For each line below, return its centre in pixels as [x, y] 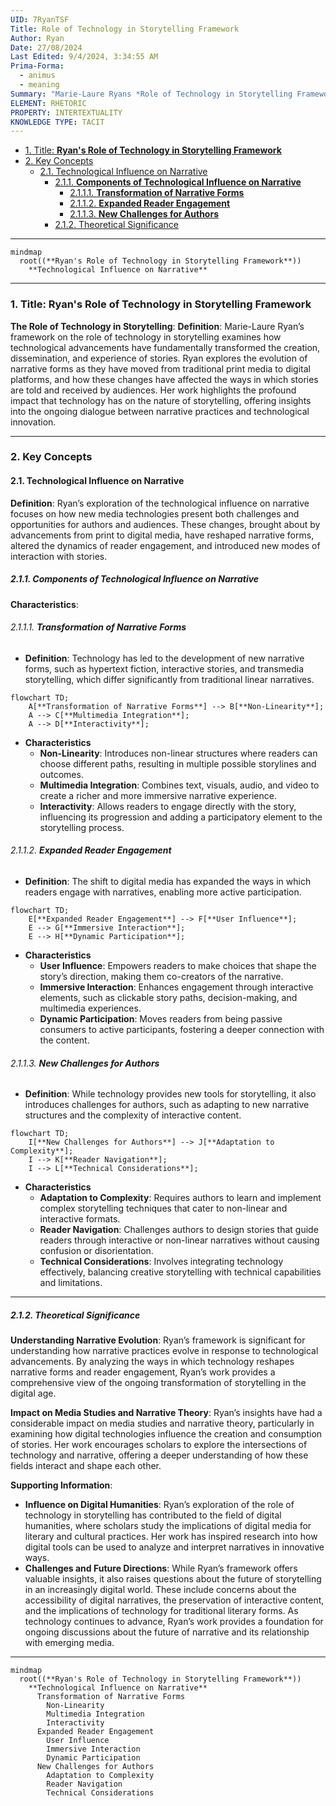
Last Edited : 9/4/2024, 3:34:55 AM [84, 57]
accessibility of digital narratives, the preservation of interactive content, [174, 1600]
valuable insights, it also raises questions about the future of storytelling [173, 1579]
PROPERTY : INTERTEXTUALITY [66, 112]
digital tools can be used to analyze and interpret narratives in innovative [174, 1547]
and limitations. [71, 1283]
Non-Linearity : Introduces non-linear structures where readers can [178, 753]
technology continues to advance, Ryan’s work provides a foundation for [174, 1622]
